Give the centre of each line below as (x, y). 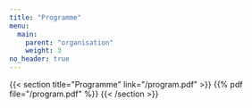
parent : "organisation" (70, 42)
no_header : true (39, 59)
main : (28, 34)
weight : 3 (44, 51)
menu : (19, 26)
